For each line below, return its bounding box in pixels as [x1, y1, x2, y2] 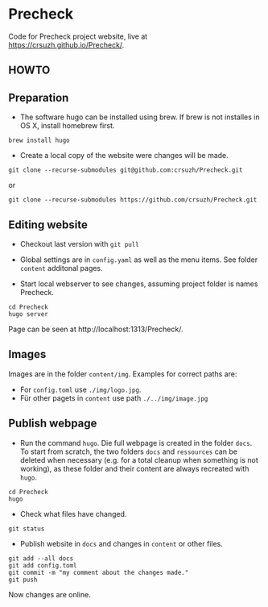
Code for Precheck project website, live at [8, 31, 148, 41]
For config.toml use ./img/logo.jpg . [19, 385, 142, 394]
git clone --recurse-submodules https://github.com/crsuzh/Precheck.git [8, 196, 258, 204]
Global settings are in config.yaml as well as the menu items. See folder [19, 255, 258, 264]
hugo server [8, 310, 48, 318]
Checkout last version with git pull [19, 239, 139, 248]
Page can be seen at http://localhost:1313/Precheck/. [8, 324, 183, 334]
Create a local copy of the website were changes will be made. [19, 151, 229, 160]
